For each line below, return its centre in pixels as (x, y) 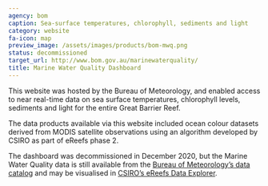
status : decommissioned (48, 53)
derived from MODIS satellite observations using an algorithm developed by (133, 131)
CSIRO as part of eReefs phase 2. (64, 140)
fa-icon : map (30, 38)
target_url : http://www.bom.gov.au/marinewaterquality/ (103, 61)
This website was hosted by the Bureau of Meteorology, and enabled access (134, 91)
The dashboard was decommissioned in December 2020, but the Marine (128, 156)
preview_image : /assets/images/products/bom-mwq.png (98, 46)
